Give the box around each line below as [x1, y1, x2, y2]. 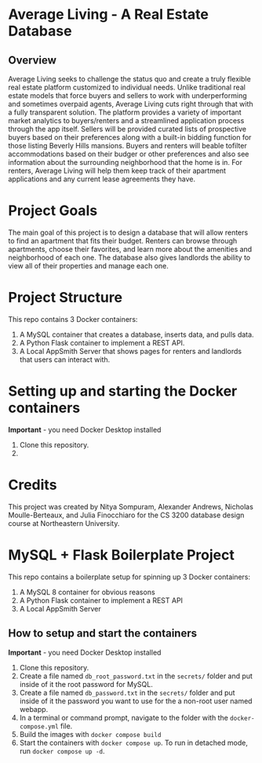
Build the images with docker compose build [19, 729, 162, 739]
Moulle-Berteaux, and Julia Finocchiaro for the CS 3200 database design [8, 510, 245, 520]
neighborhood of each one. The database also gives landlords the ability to [8, 253, 251, 262]
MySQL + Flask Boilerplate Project [8, 546, 235, 564]
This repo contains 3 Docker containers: [8, 314, 138, 323]
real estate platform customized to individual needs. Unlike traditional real [8, 82, 246, 92]
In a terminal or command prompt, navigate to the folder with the [19, 713, 229, 722]
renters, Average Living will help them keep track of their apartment [8, 166, 226, 175]
